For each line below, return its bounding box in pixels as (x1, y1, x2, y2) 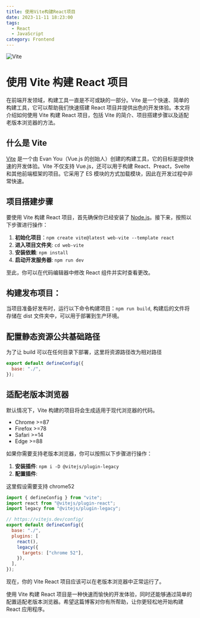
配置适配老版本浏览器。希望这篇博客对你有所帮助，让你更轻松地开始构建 (6, 598, 183, 605)
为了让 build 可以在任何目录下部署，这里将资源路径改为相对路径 (6, 349, 162, 356)
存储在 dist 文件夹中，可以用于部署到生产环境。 (6, 312, 123, 319)
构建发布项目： (6, 288, 61, 298)
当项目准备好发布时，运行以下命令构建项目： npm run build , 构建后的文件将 (6, 305, 190, 312)
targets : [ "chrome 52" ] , (21, 550, 84, 556)
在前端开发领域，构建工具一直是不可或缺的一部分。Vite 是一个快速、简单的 (6, 96, 189, 103)
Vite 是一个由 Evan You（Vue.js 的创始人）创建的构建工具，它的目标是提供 (6, 155, 189, 162)
